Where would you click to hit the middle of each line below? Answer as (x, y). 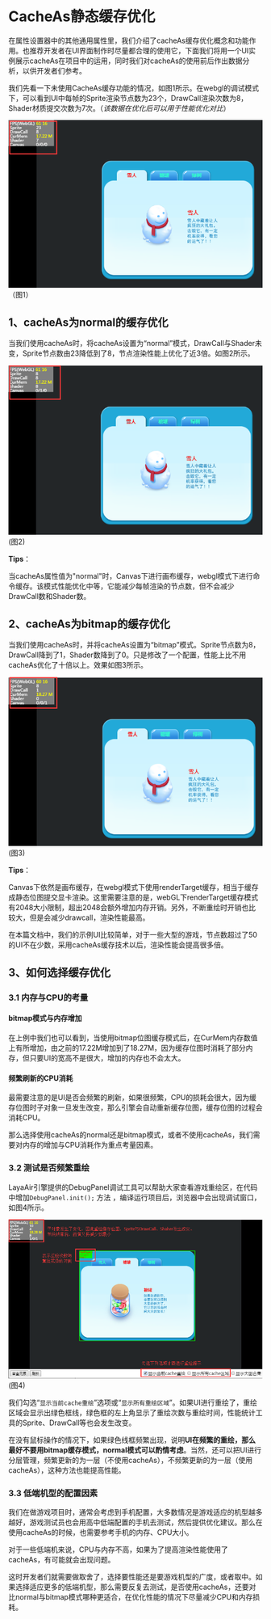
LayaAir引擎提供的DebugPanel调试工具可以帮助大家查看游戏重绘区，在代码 (133, 1187)
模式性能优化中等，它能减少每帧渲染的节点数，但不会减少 (139, 586)
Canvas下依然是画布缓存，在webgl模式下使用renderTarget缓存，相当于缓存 (134, 887)
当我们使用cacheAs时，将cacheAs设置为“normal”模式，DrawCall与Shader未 (135, 344)
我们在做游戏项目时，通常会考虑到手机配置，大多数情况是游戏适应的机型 (128, 1511)
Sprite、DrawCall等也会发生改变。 (79, 1423)
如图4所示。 (29, 1207)
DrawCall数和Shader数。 (50, 596)
